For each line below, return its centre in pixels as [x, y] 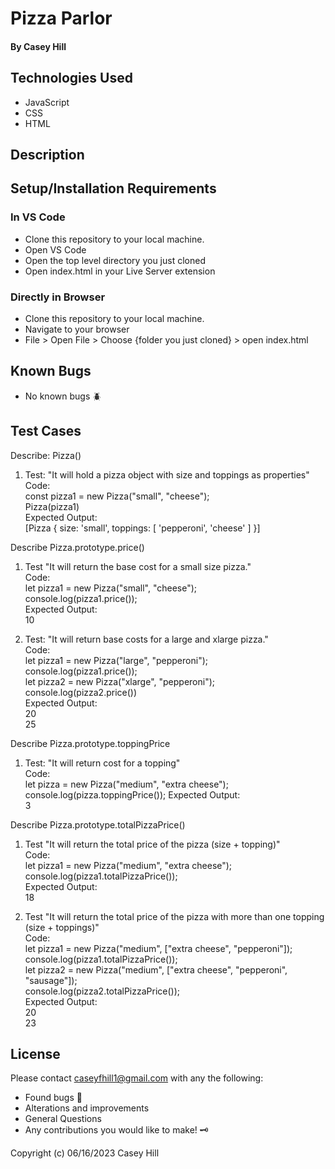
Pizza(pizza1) [52, 506]
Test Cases [46, 431]
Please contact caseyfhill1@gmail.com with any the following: [137, 1078]
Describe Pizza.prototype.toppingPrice [90, 743]
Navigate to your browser [77, 329]
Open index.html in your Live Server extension [120, 271]
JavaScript [47, 102]
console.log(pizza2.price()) [81, 692]
